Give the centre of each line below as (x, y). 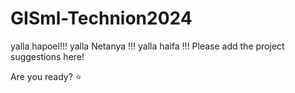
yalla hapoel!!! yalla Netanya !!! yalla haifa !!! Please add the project (147, 46)
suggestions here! (47, 56)
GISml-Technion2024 (101, 18)
